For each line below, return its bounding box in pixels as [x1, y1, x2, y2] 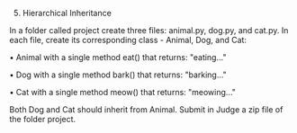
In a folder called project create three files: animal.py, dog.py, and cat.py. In [9, 25, 289, 35]
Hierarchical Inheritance [22, 8, 112, 18]
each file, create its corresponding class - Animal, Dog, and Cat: [9, 35, 247, 45]
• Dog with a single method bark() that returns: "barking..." [9, 69, 227, 80]
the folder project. [9, 114, 76, 124]
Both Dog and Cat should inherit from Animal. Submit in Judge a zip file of [9, 104, 283, 115]
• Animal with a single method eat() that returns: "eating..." [9, 52, 227, 62]
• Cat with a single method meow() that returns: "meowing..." [9, 87, 237, 97]
